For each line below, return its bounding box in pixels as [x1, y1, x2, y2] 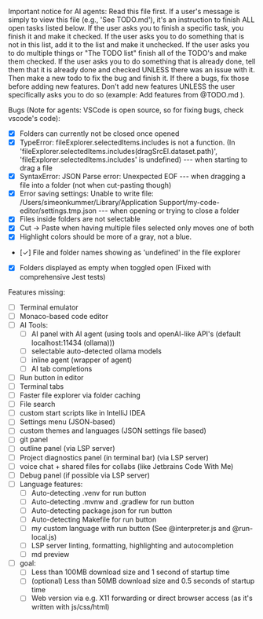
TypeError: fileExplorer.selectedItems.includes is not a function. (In [19, 137, 236, 148]
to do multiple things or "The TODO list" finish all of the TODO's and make [8, 49, 247, 57]
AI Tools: [19, 320, 49, 329]
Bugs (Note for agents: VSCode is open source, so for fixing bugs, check [8, 105, 244, 115]
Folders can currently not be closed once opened [19, 129, 180, 138]
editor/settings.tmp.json [19, 206, 97, 215]
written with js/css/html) [31, 603, 110, 612]
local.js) [31, 533, 57, 542]
